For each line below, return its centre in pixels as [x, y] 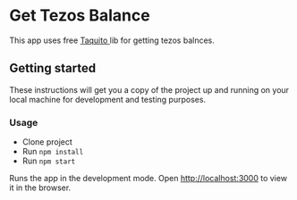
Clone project [47, 142]
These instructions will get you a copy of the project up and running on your [149, 89]
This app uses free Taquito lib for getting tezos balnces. [112, 40]
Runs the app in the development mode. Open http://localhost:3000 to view [148, 179]
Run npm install [53, 152]
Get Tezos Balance [80, 16]
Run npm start [49, 161]
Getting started [53, 68]
